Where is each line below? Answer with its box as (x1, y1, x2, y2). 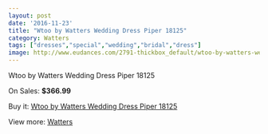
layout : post (8, 11, 52, 20)
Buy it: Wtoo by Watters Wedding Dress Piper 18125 (8, 101, 178, 111)
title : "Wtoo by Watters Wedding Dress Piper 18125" (8, 26, 187, 34)
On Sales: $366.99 (8, 86, 72, 96)
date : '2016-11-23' (8, 19, 73, 27)
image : (8, 49, 30, 57)
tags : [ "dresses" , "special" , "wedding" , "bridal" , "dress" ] (8, 41, 202, 49)
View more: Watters (8, 117, 73, 126)
